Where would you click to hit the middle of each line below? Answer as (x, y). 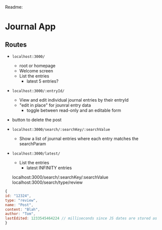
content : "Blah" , (23, 209)
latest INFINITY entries (49, 168)
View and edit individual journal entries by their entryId (74, 100)
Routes (16, 44)
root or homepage (37, 66)
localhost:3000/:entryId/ (38, 91)
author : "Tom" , (20, 214)
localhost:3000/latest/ (36, 154)
